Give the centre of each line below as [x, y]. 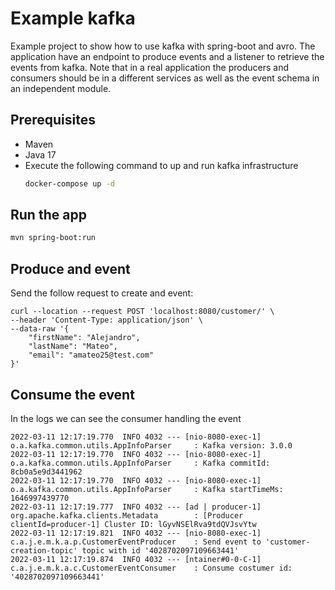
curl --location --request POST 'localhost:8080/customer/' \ [142, 312]
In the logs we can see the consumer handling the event [126, 418]
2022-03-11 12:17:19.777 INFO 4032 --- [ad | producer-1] [136, 507]
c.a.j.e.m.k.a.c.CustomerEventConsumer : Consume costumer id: [151, 568]
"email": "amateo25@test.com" [91, 355]
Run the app [48, 215]
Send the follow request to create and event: [102, 293]
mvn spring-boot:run [53, 238]
